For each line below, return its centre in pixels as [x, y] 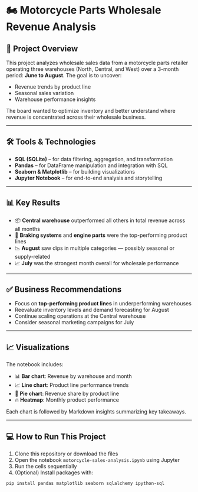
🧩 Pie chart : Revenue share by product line [67, 394]
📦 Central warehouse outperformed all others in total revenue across [100, 220]
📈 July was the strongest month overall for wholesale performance [97, 263]
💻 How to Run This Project [56, 436]
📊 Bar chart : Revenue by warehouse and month [73, 376]
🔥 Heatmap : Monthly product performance [67, 400]
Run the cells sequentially [46, 467]
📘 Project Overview [42, 49]
